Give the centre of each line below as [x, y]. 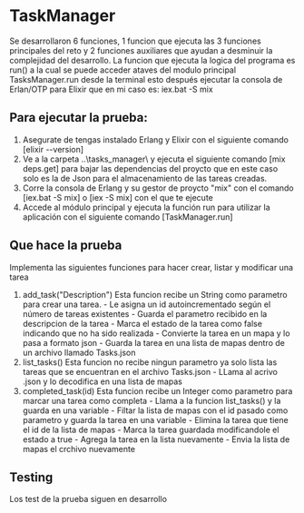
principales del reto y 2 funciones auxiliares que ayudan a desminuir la [141, 50]
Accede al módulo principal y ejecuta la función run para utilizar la [146, 207]
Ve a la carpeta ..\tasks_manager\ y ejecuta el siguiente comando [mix [154, 159]
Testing [31, 477]
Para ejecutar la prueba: [78, 118]
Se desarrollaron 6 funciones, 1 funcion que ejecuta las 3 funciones [135, 41]
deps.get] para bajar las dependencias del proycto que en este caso [150, 168]
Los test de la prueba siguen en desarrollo [88, 499]
